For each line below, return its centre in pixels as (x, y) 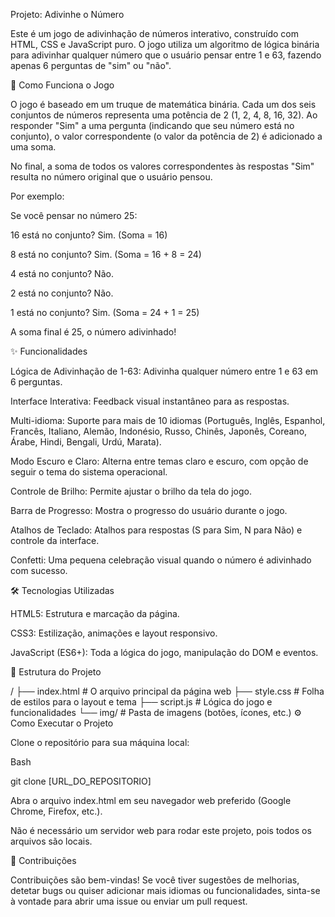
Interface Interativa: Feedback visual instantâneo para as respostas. (150, 401)
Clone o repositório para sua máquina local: (100, 742)
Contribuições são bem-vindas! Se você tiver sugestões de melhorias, (155, 880)
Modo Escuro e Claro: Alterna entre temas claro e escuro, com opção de (159, 461)
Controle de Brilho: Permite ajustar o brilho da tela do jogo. (131, 491)
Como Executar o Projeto (62, 723)
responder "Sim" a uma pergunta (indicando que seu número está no (152, 125)
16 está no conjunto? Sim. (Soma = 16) (89, 235)
